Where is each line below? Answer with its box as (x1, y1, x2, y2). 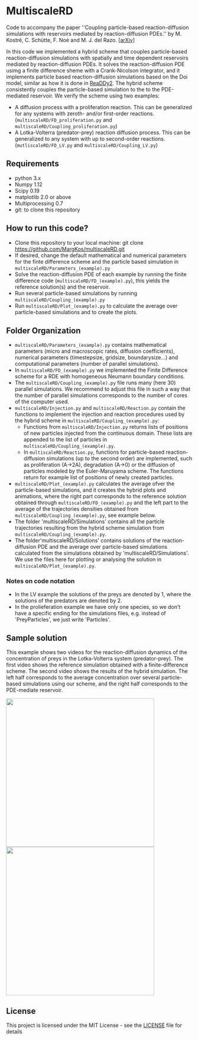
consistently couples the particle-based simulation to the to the (6, 86, 160, 93)
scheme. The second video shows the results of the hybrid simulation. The (6, 668, 188, 675)
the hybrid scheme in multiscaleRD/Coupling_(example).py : (14, 417, 160, 424)
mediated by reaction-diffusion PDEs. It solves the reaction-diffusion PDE (6, 61, 185, 68)
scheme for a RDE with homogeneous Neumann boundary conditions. (14, 373, 185, 380)
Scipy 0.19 (14, 187, 40, 194)
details (6, 1028, 22, 1035)
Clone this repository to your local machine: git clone (14, 239, 144, 246)
